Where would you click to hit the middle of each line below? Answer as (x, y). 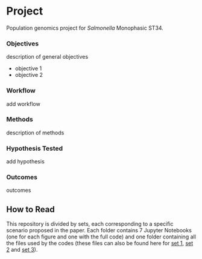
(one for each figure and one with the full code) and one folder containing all (101, 237)
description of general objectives (47, 57)
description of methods (35, 133)
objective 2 (29, 75)
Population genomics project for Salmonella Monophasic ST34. (85, 28)
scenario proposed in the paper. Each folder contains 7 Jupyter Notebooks (99, 231)
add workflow (23, 103)
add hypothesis (26, 162)
